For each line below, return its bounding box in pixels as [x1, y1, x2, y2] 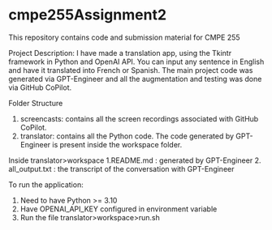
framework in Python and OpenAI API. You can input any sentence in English [8, 57, 265, 66]
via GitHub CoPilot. [8, 83, 72, 92]
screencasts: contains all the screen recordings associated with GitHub [19, 113, 259, 123]
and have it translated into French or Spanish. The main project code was [8, 65, 253, 75]
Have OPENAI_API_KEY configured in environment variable [19, 204, 218, 214]
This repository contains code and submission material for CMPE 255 [8, 32, 241, 42]
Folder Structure [8, 98, 63, 108]
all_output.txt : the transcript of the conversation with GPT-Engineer [8, 164, 235, 173]
